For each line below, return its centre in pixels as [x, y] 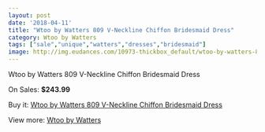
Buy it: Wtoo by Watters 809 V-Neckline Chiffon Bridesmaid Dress [116, 104]
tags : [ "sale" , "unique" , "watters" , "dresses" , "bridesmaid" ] [107, 45]
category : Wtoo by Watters [52, 37]
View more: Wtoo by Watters [55, 120]
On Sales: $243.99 [39, 90]
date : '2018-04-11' [40, 23]
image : [19, 52]
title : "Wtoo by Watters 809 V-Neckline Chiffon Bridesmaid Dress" [121, 30]
